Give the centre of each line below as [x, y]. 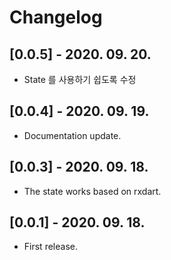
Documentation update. [72, 135]
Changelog [56, 17]
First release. [50, 247]
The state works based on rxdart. [92, 191]
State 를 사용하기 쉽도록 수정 [80, 79]
